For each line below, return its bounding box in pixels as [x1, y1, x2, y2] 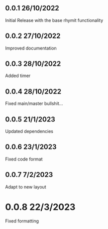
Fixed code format [5, 156, 43, 162]
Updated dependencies [5, 128, 54, 134]
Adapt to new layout [5, 183, 46, 189]
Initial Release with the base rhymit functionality [5, 17, 104, 23]
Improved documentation [5, 45, 57, 51]
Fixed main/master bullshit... [5, 100, 63, 106]
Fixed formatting [5, 217, 39, 224]
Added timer [5, 72, 31, 79]
